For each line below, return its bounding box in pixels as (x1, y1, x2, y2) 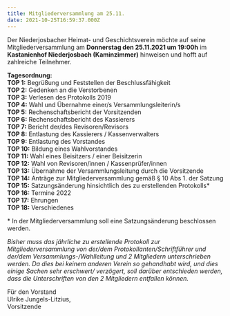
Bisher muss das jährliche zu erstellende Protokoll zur (7, 237, 160, 245)
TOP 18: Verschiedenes (7, 203, 75, 212)
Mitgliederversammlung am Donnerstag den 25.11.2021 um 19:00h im (7, 43, 207, 51)
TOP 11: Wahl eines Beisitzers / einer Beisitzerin (7, 151, 142, 160)
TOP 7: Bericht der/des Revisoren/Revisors (7, 122, 129, 131)
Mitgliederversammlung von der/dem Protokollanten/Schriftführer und (7, 245, 207, 253)
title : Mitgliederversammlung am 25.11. (7, 10, 126, 17)
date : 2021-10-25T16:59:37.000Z (7, 17, 100, 24)
